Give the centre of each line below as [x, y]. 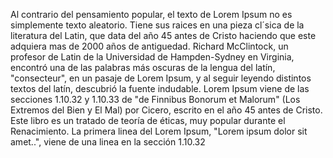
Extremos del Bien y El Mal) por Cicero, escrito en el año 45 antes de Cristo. [166, 110]
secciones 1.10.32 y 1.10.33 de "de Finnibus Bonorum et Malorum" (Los [155, 99]
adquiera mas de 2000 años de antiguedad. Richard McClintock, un [149, 46]
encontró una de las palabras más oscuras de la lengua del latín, [143, 67]
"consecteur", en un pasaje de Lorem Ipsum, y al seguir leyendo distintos [161, 78]
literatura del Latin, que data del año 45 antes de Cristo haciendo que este [163, 35]
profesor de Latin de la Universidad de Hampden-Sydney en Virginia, [152, 57]
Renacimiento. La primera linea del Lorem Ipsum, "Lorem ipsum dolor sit [159, 131]
